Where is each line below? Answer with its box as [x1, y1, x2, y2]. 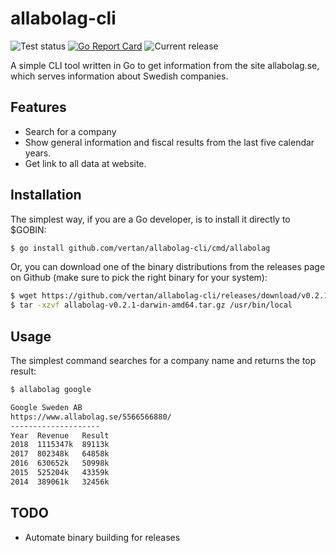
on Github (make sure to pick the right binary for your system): [10, 272, 268, 284]
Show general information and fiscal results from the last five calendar [24, 136, 315, 148]
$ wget [10, 291, 38, 301]
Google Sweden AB [10, 402, 83, 412]
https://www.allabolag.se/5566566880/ [10, 412, 172, 422]
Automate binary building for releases [24, 531, 181, 543]
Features [10, 99, 67, 116]
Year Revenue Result [10, 430, 110, 441]
